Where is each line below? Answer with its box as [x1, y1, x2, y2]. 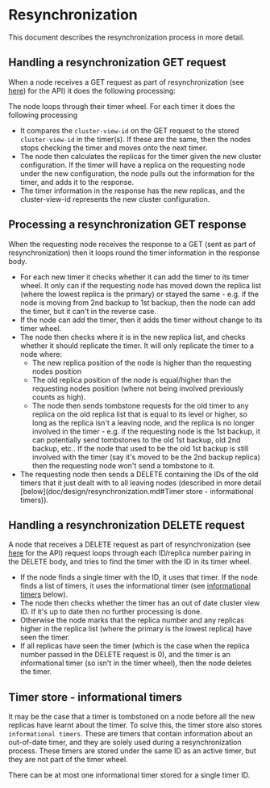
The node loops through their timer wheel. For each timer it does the [8, 101, 235, 111]
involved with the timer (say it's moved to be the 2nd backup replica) [31, 452, 260, 462]
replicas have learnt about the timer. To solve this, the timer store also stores [8, 720, 263, 730]
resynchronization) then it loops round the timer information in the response [8, 248, 260, 258]
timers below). [19, 589, 69, 599]
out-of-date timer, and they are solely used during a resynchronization [8, 737, 242, 748]
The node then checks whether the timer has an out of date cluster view [19, 598, 260, 608]
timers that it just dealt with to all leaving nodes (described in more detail [19, 478, 262, 488]
